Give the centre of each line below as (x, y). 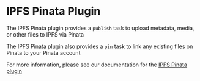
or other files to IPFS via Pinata (45, 34)
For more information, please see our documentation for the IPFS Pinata (97, 65)
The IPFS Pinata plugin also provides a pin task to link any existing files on (100, 46)
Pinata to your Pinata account (43, 52)
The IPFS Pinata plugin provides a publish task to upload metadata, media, (100, 28)
